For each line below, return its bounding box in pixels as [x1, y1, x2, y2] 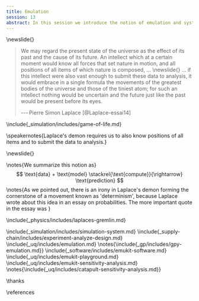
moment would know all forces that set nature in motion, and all [20, 60, 176, 67]
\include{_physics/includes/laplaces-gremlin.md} [6, 217, 126, 224]
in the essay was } [6, 205, 51, 212]
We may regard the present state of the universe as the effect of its [20, 47, 185, 55]
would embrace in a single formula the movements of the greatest [20, 79, 182, 86]
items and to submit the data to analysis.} [6, 139, 107, 146]
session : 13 [6, 14, 36, 20]
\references [6, 289, 35, 296]
